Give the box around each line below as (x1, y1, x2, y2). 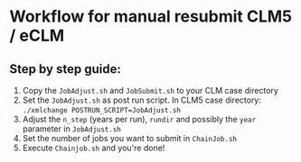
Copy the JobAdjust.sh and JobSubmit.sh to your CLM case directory (22, 85, 278, 95)
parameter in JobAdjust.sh (22, 123, 122, 134)
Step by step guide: (9, 61, 122, 76)
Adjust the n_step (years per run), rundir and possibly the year (22, 114, 256, 124)
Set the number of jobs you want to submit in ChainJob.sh (22, 133, 238, 143)
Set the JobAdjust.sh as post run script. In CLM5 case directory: (22, 94, 262, 105)
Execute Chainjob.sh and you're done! (22, 142, 165, 153)
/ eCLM (9, 25, 65, 46)
